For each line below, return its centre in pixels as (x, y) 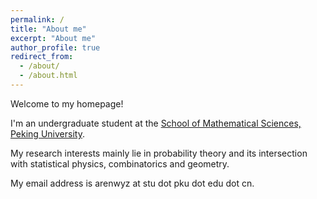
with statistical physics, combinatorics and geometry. (120, 163)
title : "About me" (48, 29)
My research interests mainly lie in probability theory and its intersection (159, 153)
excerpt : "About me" (53, 38)
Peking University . (47, 133)
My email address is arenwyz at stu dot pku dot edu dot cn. (132, 183)
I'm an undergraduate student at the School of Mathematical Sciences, (156, 123)
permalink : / (37, 19)
